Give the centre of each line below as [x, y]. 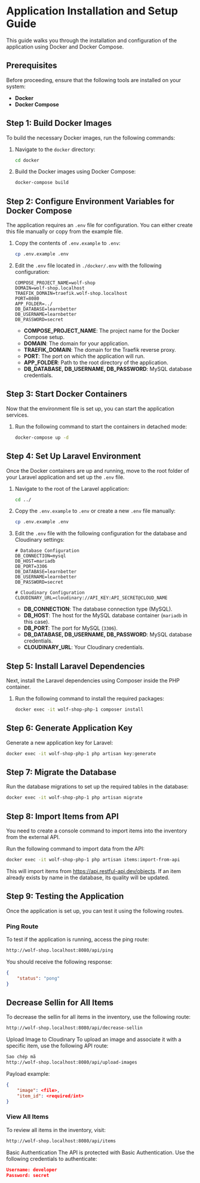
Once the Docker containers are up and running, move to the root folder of [98, 470]
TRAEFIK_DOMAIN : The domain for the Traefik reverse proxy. [100, 350]
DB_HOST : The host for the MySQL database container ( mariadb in [106, 615]
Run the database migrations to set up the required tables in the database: [98, 787]
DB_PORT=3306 [31, 567]
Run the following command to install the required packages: [89, 699]
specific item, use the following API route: [57, 1046]
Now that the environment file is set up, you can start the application [90, 408]
